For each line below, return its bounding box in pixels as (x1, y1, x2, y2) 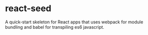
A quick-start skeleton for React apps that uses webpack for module (5, 19, 144, 25)
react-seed (5, 3, 52, 14)
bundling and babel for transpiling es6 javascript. (5, 24, 105, 30)
